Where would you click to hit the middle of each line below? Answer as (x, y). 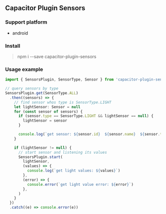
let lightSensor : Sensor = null (47, 107)
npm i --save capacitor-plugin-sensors (57, 56)
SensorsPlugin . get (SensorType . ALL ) (42, 93)
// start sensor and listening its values (62, 152)
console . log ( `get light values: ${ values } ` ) (74, 171)
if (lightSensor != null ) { (43, 148)
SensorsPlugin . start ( (41, 157)
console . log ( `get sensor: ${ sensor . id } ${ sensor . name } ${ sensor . (89, 134)
